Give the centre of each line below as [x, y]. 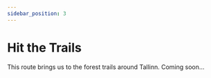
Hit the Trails [44, 47]
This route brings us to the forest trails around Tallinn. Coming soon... [106, 67]
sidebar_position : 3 [37, 13]
